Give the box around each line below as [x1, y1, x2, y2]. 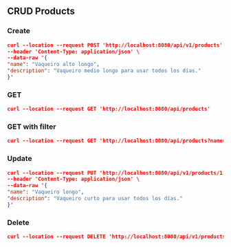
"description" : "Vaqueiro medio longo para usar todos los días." [7, 67, 201, 74]
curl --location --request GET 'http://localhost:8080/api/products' [7, 106, 211, 113]
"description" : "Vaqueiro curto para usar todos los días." [7, 195, 184, 202]
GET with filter [7, 122, 56, 131]
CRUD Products [7, 6, 76, 17]
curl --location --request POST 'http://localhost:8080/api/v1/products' [7, 41, 223, 49]
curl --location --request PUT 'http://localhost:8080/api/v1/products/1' [7, 169, 226, 176]
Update [7, 154, 32, 164]
